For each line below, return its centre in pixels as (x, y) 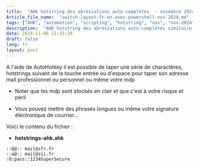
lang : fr (17, 45)
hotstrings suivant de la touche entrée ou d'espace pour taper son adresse (97, 73)
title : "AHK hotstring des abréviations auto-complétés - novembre (94, 12)
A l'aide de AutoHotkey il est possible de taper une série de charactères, (94, 67)
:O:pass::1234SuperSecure (38, 159)
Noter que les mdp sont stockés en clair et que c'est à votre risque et (99, 91)
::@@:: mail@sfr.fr (30, 148)
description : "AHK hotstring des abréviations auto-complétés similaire (99, 28)
